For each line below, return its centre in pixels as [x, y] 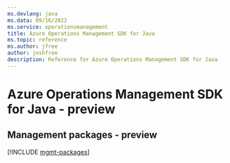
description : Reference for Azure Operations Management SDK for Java [113, 60]
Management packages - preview [82, 135]
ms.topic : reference [38, 40]
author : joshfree [33, 53]
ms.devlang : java [33, 14]
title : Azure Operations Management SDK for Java [81, 33]
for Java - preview [61, 109]
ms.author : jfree [33, 46]
